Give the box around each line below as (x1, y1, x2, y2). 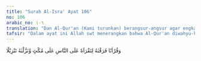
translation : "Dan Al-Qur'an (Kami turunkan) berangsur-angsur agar (6, 25, 181, 31)
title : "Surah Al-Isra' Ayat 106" (6, 8, 93, 15)
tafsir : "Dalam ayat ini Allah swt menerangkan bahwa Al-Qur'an (6, 31, 170, 37)
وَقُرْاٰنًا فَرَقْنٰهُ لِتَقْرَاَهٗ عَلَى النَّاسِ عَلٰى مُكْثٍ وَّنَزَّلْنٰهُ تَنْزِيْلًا (6, 47, 121, 54)
